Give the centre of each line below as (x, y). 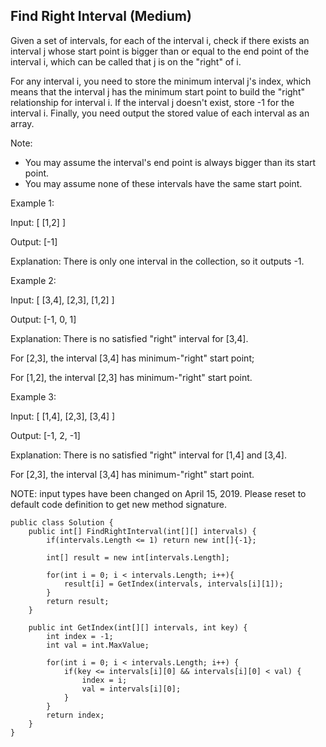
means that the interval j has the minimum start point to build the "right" (157, 91)
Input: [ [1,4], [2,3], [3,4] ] (63, 416)
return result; (78, 601)
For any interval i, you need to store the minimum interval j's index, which (161, 81)
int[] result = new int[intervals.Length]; (138, 557)
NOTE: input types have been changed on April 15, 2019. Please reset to (158, 493)
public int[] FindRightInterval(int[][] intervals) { (142, 531)
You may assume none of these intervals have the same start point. (163, 183)
